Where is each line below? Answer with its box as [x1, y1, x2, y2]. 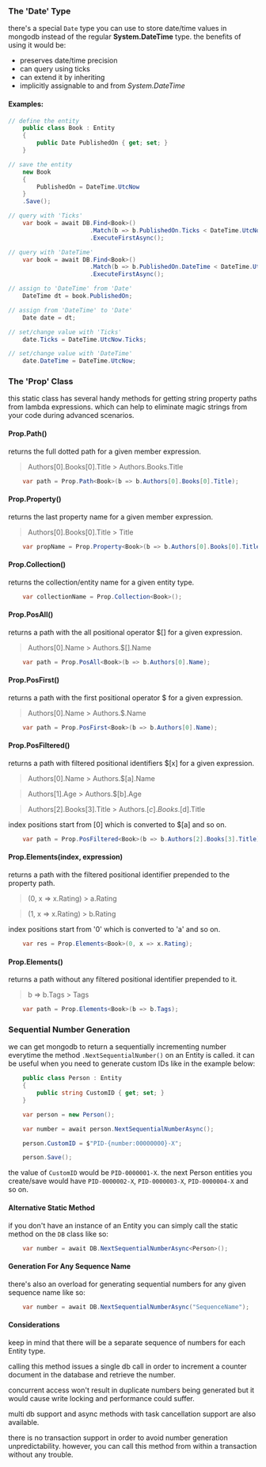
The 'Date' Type [8, 6, 71, 17]
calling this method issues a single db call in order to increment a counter [8, 1362, 247, 1371]
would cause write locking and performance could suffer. [8, 1393, 196, 1403]
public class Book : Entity [22, 124, 115, 132]
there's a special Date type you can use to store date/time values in [8, 24, 227, 33]
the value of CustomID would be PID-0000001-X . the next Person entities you [8, 1168, 253, 1178]
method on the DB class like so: [8, 1229, 109, 1239]
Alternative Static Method [8, 1203, 95, 1212]
